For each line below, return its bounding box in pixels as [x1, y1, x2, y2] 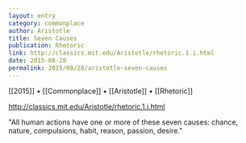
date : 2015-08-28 [8, 57, 67, 65]
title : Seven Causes [8, 34, 78, 43]
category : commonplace [8, 19, 85, 27]
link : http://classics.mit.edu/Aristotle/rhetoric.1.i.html [8, 49, 215, 57]
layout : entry [8, 11, 56, 20]
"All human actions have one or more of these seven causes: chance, [8, 117, 239, 127]
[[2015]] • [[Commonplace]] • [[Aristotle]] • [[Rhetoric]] [8, 86, 194, 96]
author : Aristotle [8, 27, 70, 35]
